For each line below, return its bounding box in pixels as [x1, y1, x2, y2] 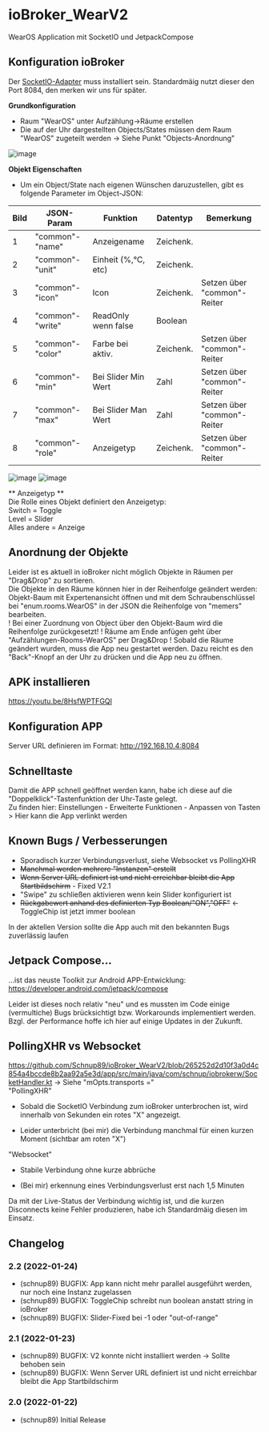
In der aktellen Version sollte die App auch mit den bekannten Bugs [8, 922, 230, 931]
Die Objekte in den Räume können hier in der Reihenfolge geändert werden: [8, 583, 258, 594]
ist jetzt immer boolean [59, 906, 136, 916]
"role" [34, 447, 58, 458]
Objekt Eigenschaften [8, 164, 82, 174]
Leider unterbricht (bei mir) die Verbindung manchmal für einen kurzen [19, 1126, 254, 1136]
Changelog [8, 1236, 65, 1250]
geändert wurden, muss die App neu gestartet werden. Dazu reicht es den [8, 643, 254, 653]
